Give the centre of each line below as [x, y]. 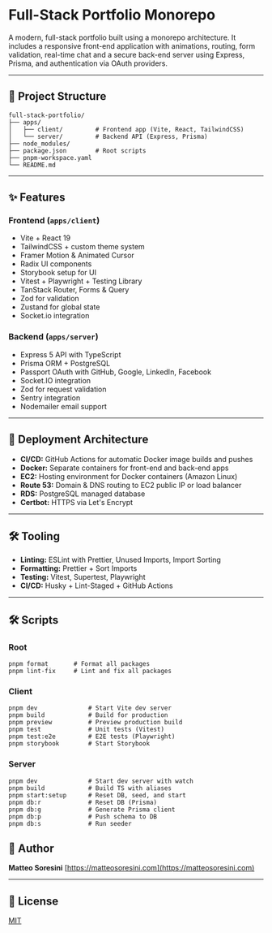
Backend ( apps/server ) [53, 337]
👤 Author [31, 849]
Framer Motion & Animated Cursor [77, 255]
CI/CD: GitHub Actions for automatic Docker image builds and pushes [136, 459]
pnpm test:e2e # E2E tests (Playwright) [92, 736]
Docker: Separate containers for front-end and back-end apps [124, 468]
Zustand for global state [60, 307]
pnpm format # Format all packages [79, 664]
